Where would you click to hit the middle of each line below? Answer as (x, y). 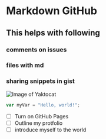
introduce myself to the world (50, 130)
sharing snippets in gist (40, 81)
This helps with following (53, 33)
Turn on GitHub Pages (42, 116)
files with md (25, 65)
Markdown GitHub (52, 11)
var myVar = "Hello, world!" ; (43, 105)
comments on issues (37, 50)
